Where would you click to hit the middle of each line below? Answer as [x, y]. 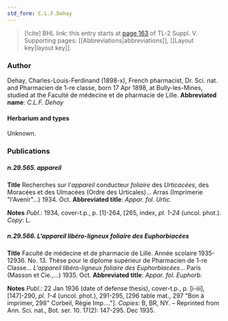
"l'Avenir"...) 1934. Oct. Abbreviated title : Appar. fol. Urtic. [90, 199]
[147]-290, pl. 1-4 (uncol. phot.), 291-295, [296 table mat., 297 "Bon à [106, 296]
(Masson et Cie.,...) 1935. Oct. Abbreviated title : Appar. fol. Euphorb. [105, 275]
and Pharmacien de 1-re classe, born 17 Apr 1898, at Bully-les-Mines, [105, 87]
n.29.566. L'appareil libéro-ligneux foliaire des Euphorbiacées [98, 236]
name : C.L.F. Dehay [35, 102]
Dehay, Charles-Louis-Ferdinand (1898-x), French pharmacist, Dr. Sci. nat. [113, 80]
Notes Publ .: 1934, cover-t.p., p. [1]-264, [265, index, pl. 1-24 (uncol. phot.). [114, 213]
